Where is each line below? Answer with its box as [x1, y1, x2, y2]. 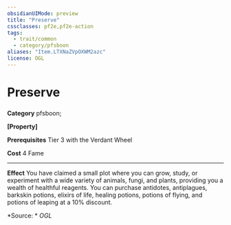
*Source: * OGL [7, 211, 52, 219]
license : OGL [7, 55, 45, 62]
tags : [7, 29, 23, 36]
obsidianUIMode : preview [7, 10, 78, 17]
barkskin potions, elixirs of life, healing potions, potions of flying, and [7, 191, 203, 199]
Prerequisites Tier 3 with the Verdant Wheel [7, 136, 133, 144]
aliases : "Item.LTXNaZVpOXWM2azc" [7, 49, 107, 56]
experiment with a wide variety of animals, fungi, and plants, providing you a [7, 176, 223, 184]
